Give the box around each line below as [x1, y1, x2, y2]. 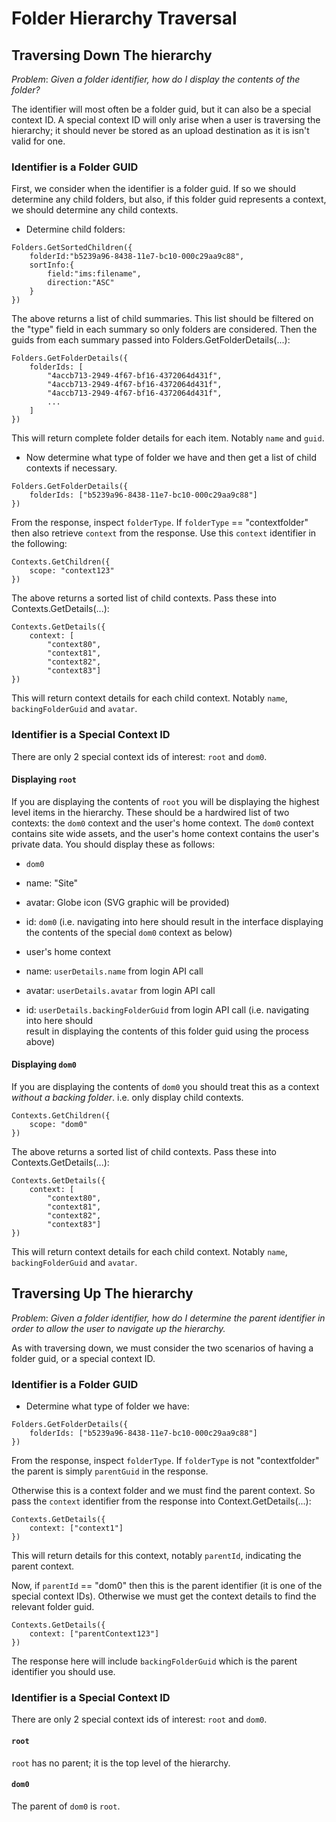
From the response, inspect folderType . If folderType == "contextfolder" [11, 517, 309, 529]
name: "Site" [25, 877, 79, 889]
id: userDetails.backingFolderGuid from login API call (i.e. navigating [25, 1003, 310, 1016]
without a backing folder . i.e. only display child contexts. [11, 1092, 244, 1103]
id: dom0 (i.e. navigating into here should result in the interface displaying [25, 915, 324, 927]
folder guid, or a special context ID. [11, 1352, 156, 1364]
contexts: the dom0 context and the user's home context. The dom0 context [11, 817, 314, 829]
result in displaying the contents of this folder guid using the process [25, 1025, 309, 1037]
